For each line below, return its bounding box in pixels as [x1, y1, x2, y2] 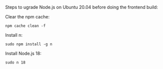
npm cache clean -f [5, 23, 46, 28]
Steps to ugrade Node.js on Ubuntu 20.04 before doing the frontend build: [5, 4, 158, 10]
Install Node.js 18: [5, 51, 41, 56]
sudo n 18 [5, 60, 26, 65]
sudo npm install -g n [5, 42, 52, 47]
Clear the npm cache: [5, 14, 50, 19]
